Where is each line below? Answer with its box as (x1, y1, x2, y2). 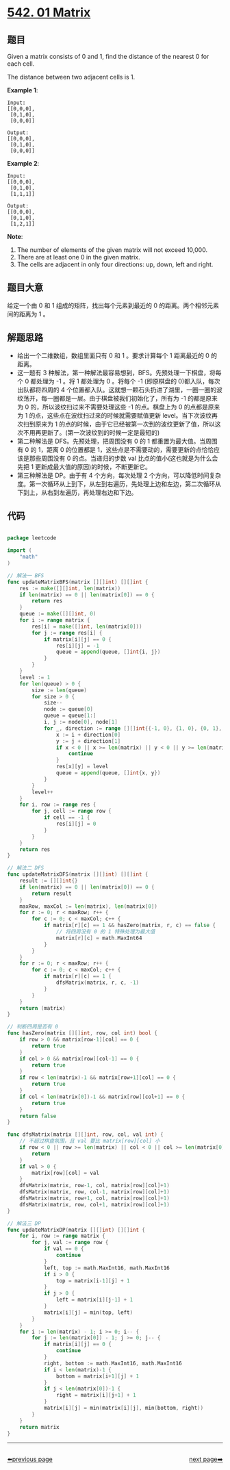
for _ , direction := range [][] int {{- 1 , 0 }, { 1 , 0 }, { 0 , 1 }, (43, 724, 222, 732)
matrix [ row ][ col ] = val (31, 1169, 99, 1176)
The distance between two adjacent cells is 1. (7, 73, 136, 81)
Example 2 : (7, 160, 40, 167)
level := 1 (19, 674, 51, 681)
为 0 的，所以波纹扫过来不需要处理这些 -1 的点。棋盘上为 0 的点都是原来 (16, 403, 220, 411)
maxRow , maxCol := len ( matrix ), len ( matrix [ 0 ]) (19, 902, 157, 910)
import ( (7, 547, 32, 554)
